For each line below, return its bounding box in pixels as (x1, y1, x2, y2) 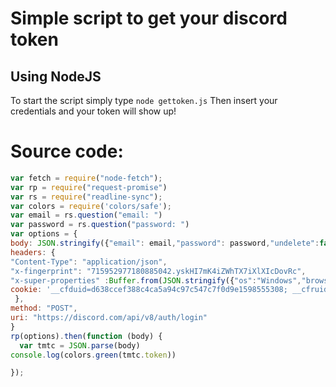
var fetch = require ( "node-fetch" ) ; (10, 173, 163, 183)
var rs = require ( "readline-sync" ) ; (10, 192, 163, 202)
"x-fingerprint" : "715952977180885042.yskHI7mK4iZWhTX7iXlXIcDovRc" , (10, 266, 307, 276)
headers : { (10, 247, 56, 257)
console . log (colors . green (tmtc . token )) (10, 350, 177, 360)
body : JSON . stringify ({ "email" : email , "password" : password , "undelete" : (10, 238, 320, 249)
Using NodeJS (10, 68, 102, 85)
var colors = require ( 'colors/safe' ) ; (10, 201, 172, 211)
